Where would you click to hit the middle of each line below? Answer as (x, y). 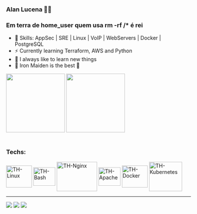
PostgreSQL (29, 44)
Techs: (16, 152)
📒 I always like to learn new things (55, 59)
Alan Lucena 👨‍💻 (29, 9)
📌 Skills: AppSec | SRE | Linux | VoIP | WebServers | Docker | (88, 38)
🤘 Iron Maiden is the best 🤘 (47, 66)
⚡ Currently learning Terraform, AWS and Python (74, 51)
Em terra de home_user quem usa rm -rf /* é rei (74, 25)
